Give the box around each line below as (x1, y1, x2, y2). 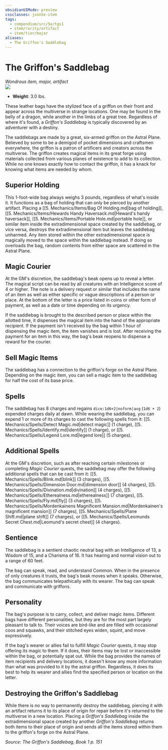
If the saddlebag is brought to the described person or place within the (5, 312, 151, 318)
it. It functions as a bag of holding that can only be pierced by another (5, 199, 149, 205)
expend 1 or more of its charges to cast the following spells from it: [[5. (5, 416, 151, 422)
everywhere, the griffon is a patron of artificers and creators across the (5, 144, 152, 151)
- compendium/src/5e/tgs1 (10, 21, 64, 27)
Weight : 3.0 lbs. (12, 93, 46, 99)
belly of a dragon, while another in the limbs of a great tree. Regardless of (5, 114, 157, 120)
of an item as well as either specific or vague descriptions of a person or (5, 291, 155, 297)
